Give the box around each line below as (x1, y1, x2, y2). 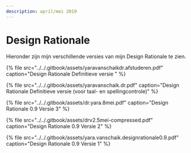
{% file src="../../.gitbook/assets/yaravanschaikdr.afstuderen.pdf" (6, 64, 164, 71)
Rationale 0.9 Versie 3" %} (6, 105, 70, 112)
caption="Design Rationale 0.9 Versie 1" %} (6, 140, 111, 147)
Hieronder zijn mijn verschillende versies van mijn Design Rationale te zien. (6, 53, 186, 60)
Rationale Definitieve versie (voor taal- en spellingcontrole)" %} (6, 88, 159, 95)
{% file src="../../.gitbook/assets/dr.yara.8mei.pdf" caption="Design (6, 99, 168, 106)
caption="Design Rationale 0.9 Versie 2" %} (6, 123, 112, 130)
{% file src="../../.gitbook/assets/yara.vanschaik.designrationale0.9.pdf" (6, 134, 179, 141)
